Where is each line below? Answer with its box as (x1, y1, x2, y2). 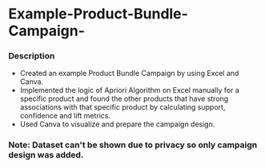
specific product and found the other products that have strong (19, 94, 229, 104)
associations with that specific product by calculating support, (19, 102, 226, 112)
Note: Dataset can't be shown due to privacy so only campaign (8, 139, 258, 150)
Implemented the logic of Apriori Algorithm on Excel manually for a (19, 86, 240, 95)
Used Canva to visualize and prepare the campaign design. (19, 119, 215, 129)
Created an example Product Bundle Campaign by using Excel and (19, 69, 239, 78)
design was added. (8, 150, 84, 161)
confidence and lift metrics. (19, 111, 111, 121)
